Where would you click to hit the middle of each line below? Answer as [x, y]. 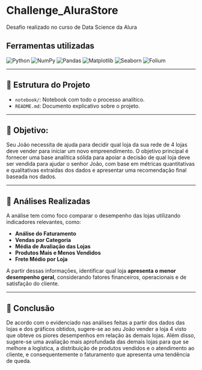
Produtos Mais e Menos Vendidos [58, 253]
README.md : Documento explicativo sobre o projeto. [77, 106]
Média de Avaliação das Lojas [53, 246]
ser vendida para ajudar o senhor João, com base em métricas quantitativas [101, 164]
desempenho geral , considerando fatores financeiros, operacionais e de [96, 277]
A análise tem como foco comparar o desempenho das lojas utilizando [93, 216]
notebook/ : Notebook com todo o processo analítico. [80, 99]
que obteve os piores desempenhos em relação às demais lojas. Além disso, [101, 335]
